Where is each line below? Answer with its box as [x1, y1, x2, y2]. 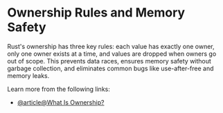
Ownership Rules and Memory [7, 5, 186, 21]
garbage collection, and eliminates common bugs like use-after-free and [7, 64, 214, 72]
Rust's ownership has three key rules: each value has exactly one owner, [7, 42, 215, 50]
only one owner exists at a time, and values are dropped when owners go [7, 50, 217, 58]
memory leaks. [7, 71, 50, 80]
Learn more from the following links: [7, 85, 111, 93]
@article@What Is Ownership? [17, 98, 105, 106]
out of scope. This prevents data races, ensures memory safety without [7, 56, 211, 65]
